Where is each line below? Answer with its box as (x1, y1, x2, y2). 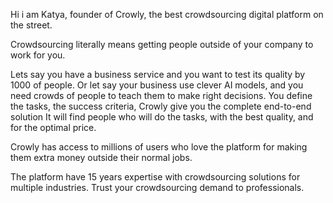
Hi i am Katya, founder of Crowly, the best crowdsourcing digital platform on (10, 9, 324, 20)
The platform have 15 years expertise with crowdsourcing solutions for (10, 171, 301, 183)
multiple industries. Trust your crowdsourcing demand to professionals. (10, 182, 305, 193)
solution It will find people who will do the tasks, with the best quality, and (10, 111, 314, 123)
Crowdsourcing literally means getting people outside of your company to (10, 39, 314, 50)
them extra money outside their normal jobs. (10, 152, 193, 163)
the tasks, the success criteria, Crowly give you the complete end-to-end (10, 100, 312, 112)
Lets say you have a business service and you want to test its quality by (10, 69, 306, 80)
